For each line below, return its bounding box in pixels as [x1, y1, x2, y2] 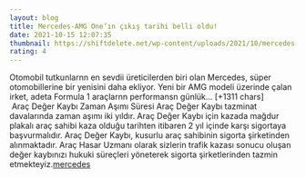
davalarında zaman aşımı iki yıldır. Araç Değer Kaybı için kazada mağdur [9, 111, 280, 122]
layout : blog [9, 13, 59, 23]
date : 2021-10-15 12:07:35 [9, 30, 112, 39]
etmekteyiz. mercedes [9, 159, 91, 170]
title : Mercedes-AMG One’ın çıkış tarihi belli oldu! [9, 22, 219, 31]
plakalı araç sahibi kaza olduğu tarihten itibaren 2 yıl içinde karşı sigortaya [9, 120, 287, 132]
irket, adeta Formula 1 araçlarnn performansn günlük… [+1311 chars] [9, 92, 264, 103]
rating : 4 [9, 47, 47, 56]
